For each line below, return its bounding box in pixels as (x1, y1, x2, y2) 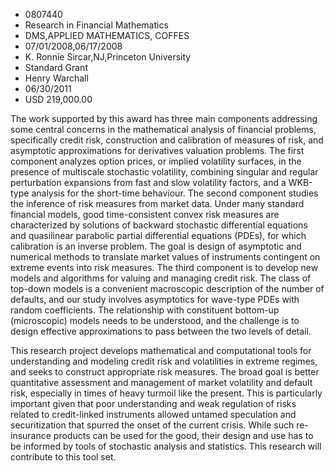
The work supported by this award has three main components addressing (10, 113, 318, 124)
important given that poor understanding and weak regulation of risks (10, 398, 297, 409)
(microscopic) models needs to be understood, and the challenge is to (10, 315, 300, 326)
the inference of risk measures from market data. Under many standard (10, 198, 305, 209)
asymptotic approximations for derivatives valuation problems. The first (10, 145, 305, 156)
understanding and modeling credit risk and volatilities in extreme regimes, (10, 355, 318, 367)
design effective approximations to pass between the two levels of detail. (10, 325, 312, 337)
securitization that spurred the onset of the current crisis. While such (10, 419, 295, 431)
